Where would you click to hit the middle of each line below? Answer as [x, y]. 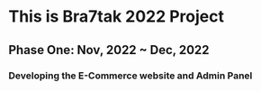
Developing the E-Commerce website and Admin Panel [130, 76]
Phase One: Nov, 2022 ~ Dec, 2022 [109, 50]
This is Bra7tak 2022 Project [116, 17]
